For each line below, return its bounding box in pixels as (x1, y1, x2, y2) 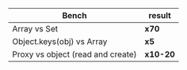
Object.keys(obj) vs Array (12, 36, 108, 46)
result (148, 10, 172, 20)
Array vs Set (12, 24, 58, 34)
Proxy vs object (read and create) (12, 49, 137, 60)
